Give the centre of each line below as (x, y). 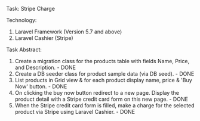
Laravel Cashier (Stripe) (44, 38)
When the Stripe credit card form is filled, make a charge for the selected (104, 106)
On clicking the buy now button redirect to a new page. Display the (97, 93)
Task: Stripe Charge (31, 9)
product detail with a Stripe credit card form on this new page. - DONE (101, 99)
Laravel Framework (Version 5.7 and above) (68, 32)
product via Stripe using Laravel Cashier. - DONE (75, 112)
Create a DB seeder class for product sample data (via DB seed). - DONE (104, 74)
